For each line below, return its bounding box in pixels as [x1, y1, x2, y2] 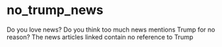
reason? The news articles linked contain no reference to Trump [6, 32, 194, 41]
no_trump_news [6, 2, 104, 18]
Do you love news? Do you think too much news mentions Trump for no [6, 25, 216, 34]
